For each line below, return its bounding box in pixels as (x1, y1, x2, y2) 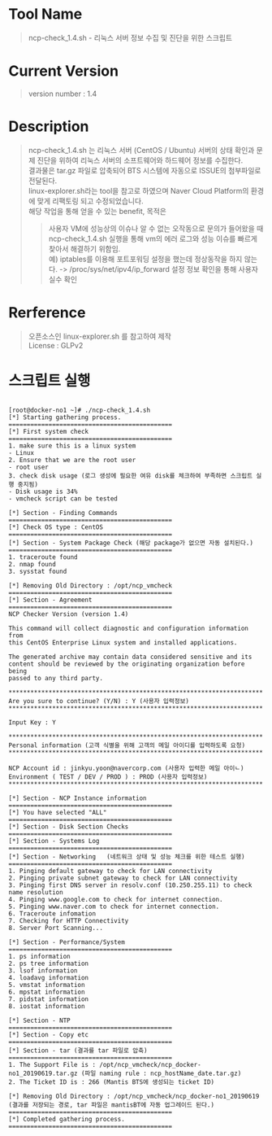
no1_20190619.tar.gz (8, 1069, 79, 1077)
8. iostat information (8, 1002, 85, 1010)
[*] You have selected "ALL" (8, 808, 107, 816)
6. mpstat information (8, 988, 85, 996)
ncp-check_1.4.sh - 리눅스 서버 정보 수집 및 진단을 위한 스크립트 (28, 33, 233, 42)
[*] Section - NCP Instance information (8, 794, 148, 802)
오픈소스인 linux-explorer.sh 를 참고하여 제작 (28, 331, 172, 341)
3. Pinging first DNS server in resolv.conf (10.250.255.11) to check (8, 880, 253, 889)
